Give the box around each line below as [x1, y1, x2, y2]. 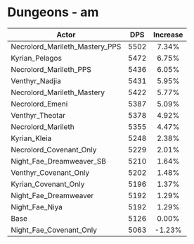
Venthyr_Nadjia [11, 75, 61, 85]
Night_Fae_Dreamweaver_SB [11, 156, 107, 166]
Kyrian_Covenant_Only [11, 179, 85, 189]
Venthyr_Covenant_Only [11, 167, 90, 177]
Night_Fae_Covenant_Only [11, 225, 97, 235]
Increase [153, 30, 183, 39]
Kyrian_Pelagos [11, 53, 62, 63]
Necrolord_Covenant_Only [11, 145, 97, 154]
